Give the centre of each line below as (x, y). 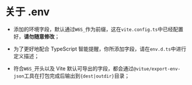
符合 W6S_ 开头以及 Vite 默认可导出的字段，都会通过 (73, 68)
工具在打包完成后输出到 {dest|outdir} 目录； (77, 76)
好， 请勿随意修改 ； (36, 36)
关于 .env (27, 12)
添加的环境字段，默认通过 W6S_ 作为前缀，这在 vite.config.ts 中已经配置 (98, 29)
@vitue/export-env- (157, 69)
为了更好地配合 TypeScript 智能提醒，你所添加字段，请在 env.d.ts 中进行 (100, 49)
